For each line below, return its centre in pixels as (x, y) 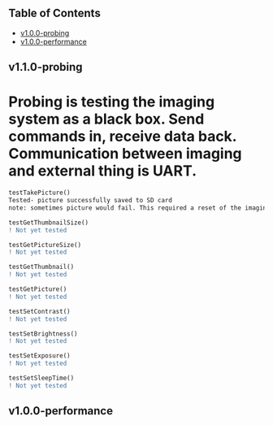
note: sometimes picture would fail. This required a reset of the (125, 208)
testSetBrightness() (43, 334)
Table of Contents (55, 13)
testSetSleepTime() (41, 378)
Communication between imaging (125, 154)
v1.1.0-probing (45, 67)
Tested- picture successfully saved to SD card (91, 201)
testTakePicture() (39, 193)
